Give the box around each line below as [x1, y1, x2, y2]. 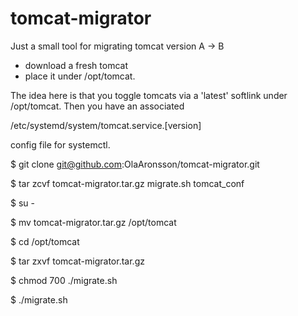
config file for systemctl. [10, 138, 111, 151]
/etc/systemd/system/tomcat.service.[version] [10, 119, 202, 131]
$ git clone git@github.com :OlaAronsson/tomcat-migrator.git [10, 158, 260, 170]
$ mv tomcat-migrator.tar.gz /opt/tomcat [10, 216, 177, 228]
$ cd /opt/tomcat [10, 235, 80, 247]
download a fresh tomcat [24, 59, 128, 71]
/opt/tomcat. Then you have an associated [10, 100, 185, 112]
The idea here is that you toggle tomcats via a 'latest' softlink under [10, 89, 288, 101]
